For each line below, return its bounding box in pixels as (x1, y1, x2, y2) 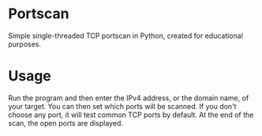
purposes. (8, 39, 42, 48)
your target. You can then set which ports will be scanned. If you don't (8, 101, 237, 111)
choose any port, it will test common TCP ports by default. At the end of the (8, 110, 254, 119)
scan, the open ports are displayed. (8, 118, 124, 127)
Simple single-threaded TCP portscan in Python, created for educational (8, 31, 243, 40)
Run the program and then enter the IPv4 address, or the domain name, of (8, 93, 249, 103)
